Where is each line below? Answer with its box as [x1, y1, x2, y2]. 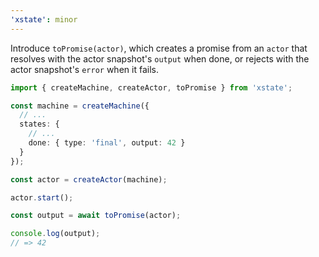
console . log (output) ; [10, 229, 101, 239]
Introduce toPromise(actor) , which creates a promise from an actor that [10, 42, 308, 54]
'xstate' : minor [10, 14, 78, 25]
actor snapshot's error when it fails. [10, 63, 159, 75]
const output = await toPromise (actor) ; [10, 211, 182, 221]
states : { [19, 119, 60, 130]
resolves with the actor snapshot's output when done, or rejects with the [10, 52, 310, 65]
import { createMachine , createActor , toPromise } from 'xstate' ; [10, 82, 293, 93]
